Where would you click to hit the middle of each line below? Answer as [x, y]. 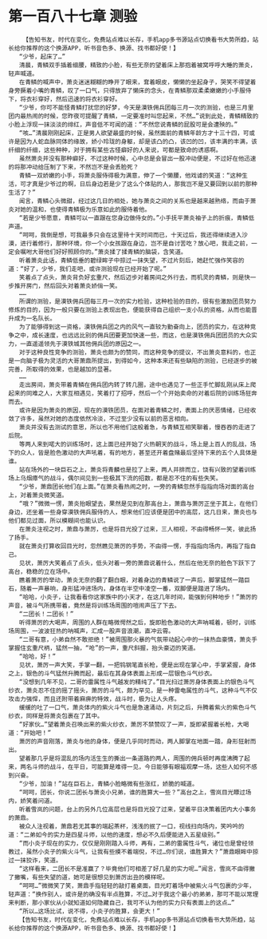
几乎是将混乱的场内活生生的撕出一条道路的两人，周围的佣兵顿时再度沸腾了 [141, 758]
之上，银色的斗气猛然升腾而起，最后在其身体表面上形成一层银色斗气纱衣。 [112, 673]
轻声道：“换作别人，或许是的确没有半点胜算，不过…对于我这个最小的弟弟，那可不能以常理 [133, 894]
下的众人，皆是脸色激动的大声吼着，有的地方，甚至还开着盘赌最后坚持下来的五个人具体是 [133, 452]
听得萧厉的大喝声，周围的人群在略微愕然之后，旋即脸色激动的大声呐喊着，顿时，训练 [137, 623]
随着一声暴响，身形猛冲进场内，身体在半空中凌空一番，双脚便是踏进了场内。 [126, 588]
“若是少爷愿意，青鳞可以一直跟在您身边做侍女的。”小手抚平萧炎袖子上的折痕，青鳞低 [137, 218]
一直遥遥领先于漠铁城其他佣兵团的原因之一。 [82, 344]
